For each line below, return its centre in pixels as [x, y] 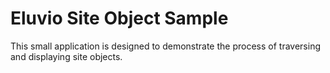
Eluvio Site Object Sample [119, 18]
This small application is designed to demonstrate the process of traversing [165, 46]
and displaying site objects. [66, 56]
